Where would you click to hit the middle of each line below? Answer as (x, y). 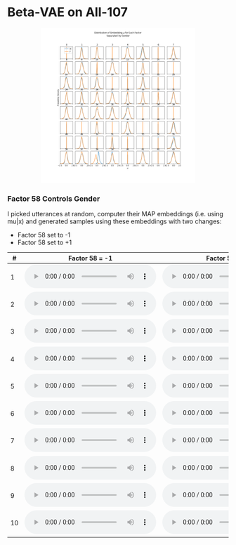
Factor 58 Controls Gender (54, 199)
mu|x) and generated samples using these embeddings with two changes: (114, 221)
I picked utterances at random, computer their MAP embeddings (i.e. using (115, 214)
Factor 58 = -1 (91, 258)
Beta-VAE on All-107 (68, 12)
